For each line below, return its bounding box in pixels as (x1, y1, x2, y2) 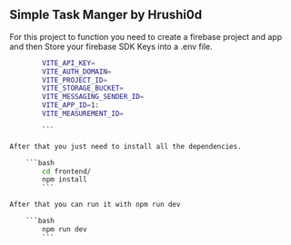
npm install (42, 175, 88, 184)
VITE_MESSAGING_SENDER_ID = (42, 93, 145, 102)
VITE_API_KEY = (42, 58, 95, 67)
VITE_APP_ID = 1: (42, 101, 100, 110)
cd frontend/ (42, 167, 92, 176)
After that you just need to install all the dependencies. (9, 142, 243, 151)
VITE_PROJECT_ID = (42, 75, 107, 84)
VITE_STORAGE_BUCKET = (42, 83, 125, 93)
